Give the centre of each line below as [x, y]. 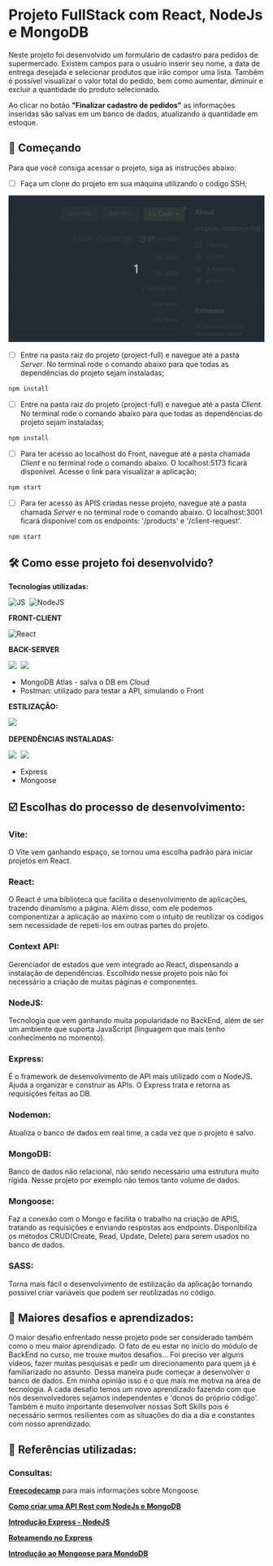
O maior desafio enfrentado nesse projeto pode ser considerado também [131, 1337]
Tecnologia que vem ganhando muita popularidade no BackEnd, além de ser [136, 1021]
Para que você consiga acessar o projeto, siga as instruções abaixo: [123, 168]
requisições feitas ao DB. [50, 1094]
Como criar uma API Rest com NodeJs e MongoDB [95, 1507]
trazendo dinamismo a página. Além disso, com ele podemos [110, 908]
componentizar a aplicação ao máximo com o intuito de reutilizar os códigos [136, 916]
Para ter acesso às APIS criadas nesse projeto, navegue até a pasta [133, 503]
